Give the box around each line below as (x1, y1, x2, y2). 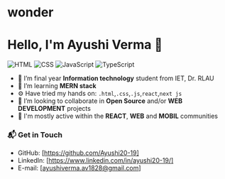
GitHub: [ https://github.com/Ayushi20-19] (17, 148, 140, 157)
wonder (7, 4, 54, 21)
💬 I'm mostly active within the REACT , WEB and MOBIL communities (17, 112, 219, 121)
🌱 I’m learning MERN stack (17, 82, 97, 90)
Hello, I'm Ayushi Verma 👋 (7, 37, 163, 53)
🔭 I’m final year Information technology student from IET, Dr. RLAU (17, 74, 214, 82)
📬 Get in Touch (7, 130, 62, 140)
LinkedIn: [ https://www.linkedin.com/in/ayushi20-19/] (17, 156, 174, 165)
